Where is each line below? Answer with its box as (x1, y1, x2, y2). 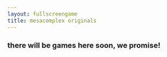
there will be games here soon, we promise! (7, 41, 161, 51)
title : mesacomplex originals (7, 17, 97, 24)
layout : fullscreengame (7, 10, 78, 18)
